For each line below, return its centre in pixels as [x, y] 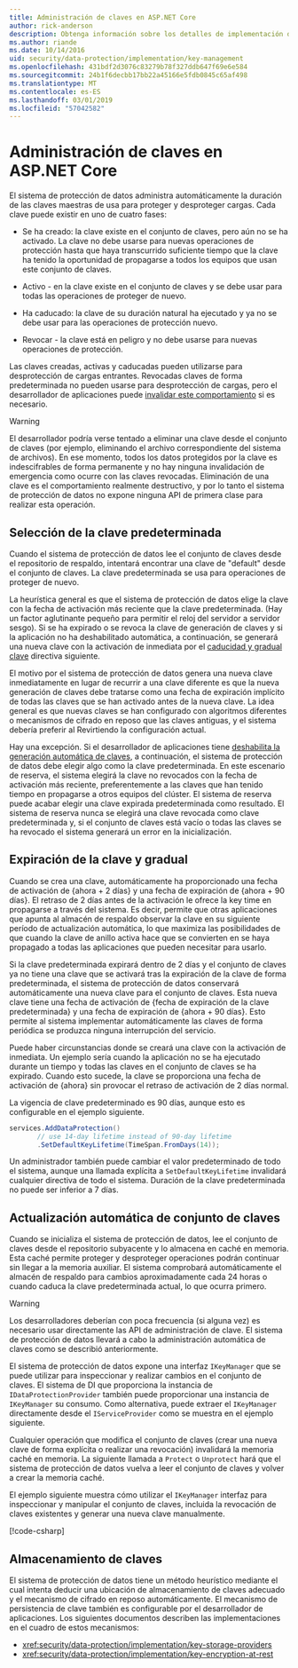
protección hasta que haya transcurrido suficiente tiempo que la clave [150, 250]
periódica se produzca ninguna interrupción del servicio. [113, 1030]
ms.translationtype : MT [53, 83]
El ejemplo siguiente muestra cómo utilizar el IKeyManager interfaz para [138, 1495]
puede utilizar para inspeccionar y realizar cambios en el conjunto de [135, 1376]
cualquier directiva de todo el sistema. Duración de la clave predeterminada [147, 1181]
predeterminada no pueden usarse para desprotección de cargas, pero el [143, 385]
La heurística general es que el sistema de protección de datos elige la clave [149, 599]
